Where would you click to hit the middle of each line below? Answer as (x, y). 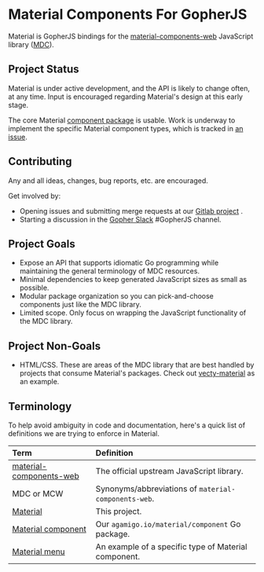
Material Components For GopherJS (128, 15)
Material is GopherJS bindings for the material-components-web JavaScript (131, 36)
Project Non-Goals (55, 346)
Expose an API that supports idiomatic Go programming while (119, 263)
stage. (18, 104)
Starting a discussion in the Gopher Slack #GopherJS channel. (120, 219)
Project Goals (42, 244)
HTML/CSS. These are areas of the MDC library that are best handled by (137, 365)
